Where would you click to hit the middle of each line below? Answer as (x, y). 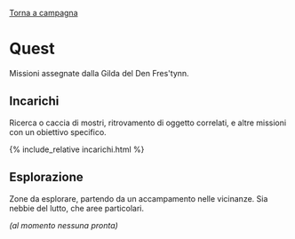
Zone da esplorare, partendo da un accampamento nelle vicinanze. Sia (139, 198)
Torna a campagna (44, 13)
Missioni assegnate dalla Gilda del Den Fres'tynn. (99, 73)
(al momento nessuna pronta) (64, 225)
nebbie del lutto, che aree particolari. (77, 208)
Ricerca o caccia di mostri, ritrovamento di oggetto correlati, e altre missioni (148, 123)
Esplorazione (46, 177)
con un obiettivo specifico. (58, 131)
